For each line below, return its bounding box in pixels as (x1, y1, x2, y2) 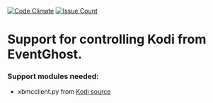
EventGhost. (7, 47, 83, 63)
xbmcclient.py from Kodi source (17, 87, 111, 96)
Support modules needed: (7, 71, 99, 81)
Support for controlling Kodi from (7, 32, 207, 47)
